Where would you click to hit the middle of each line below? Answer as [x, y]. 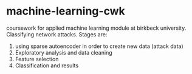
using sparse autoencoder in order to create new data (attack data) [99, 46]
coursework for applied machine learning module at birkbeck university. [96, 28]
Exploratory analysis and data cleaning [63, 52]
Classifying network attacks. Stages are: [57, 34]
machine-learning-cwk [66, 11]
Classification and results [47, 66]
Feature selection [37, 59]
